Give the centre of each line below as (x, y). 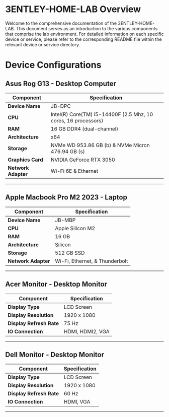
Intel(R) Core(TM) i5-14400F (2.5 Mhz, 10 (102, 114)
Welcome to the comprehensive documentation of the (61, 23)
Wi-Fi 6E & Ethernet (74, 171)
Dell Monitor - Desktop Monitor (55, 354)
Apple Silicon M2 (75, 228)
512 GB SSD (70, 253)
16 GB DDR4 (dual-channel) (84, 128)
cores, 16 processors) (77, 120)
